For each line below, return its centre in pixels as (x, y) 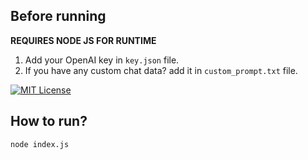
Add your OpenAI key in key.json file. (102, 60)
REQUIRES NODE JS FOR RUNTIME (83, 40)
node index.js (40, 144)
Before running (58, 16)
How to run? (49, 121)
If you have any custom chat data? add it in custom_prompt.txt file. (161, 70)
